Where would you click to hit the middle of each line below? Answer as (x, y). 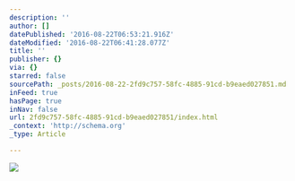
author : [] (30, 26)
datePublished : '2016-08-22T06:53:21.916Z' (92, 34)
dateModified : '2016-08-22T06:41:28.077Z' (90, 43)
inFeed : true (34, 92)
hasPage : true (36, 101)
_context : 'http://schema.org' (68, 126)
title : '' (28, 51)
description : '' (39, 17)
